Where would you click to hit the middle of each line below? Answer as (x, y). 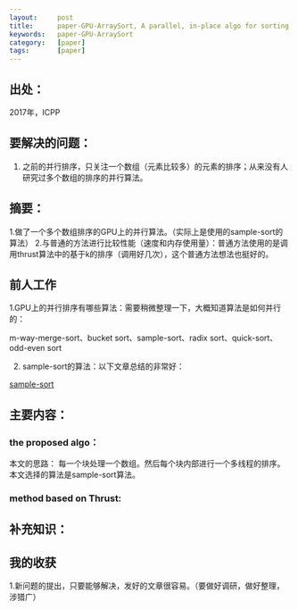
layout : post (41, 17)
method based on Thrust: (66, 498)
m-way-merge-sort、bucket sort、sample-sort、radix (108, 338)
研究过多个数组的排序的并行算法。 (85, 177)
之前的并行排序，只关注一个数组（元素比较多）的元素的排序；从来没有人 (155, 166)
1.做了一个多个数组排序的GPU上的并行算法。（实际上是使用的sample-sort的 (146, 231)
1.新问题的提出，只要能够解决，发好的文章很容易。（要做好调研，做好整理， (147, 586)
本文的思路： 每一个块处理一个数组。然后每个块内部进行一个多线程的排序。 (147, 464)
